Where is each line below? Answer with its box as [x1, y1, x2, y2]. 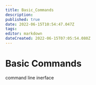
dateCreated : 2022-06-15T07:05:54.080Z [5, 36, 91, 41]
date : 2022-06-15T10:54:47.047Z [5, 21, 74, 27]
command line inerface [5, 74, 54, 80]
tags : [5, 26, 17, 32]
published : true [5, 17, 40, 22]
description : [5, 12, 33, 17]
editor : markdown [5, 31, 43, 36]
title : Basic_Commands [5, 7, 54, 13]
